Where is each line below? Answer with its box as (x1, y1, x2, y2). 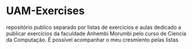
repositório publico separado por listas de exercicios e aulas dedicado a (6, 24, 181, 31)
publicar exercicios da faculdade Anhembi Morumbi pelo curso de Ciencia (6, 30, 187, 37)
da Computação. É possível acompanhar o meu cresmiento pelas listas (6, 36, 179, 43)
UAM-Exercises (6, 4, 85, 18)
